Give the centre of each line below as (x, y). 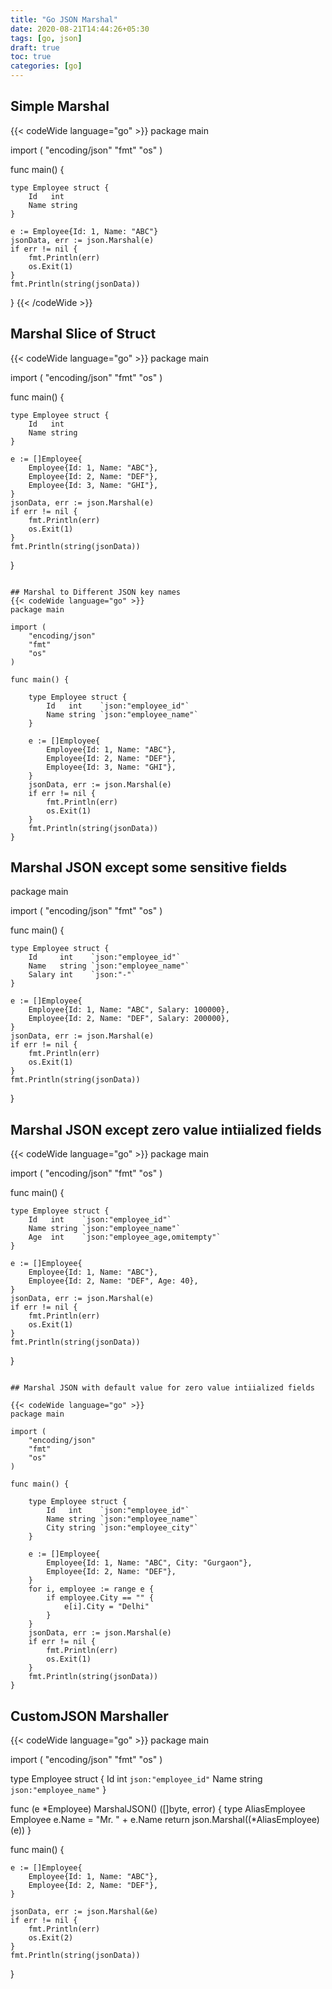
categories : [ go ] (46, 66)
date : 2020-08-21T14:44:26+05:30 (80, 29)
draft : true (35, 47)
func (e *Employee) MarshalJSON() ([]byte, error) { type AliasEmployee (158, 1809)
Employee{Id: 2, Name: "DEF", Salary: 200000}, (129, 1019)
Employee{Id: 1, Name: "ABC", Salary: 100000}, (129, 1010)
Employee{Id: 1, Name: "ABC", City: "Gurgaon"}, (149, 1563)
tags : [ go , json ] (46, 38)
